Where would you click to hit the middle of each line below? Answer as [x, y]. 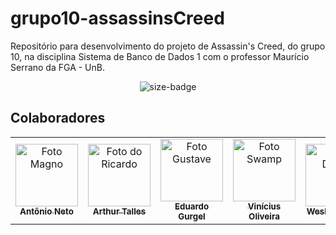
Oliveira [264, 216]
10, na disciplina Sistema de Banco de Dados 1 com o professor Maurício [160, 56]
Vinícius [264, 206]
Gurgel [192, 216]
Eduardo [192, 206]
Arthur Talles [119, 211]
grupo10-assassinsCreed [117, 18]
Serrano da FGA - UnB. [57, 67]
